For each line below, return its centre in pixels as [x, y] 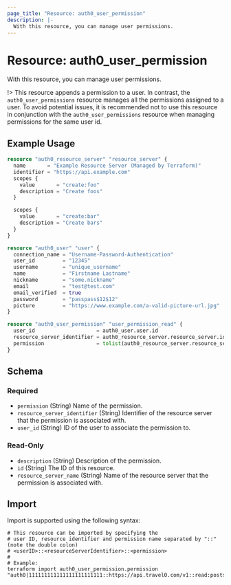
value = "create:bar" [59, 217]
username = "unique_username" [67, 267]
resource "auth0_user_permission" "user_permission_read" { [95, 324]
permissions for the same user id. [55, 122]
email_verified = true [47, 293]
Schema [25, 372]
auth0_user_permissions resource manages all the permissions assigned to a [115, 100]
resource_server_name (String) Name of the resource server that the [113, 475]
